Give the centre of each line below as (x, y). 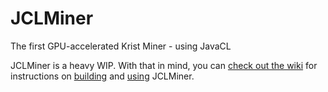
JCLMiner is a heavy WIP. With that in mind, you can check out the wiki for (164, 65)
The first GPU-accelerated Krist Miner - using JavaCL (121, 46)
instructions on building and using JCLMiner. (102, 76)
